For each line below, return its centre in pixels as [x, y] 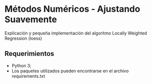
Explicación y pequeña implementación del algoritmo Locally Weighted [76, 33]
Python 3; [22, 65]
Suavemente [31, 19]
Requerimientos [29, 54]
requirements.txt [28, 76]
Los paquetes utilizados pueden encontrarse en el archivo [70, 71]
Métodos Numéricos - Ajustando [72, 9]
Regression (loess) [23, 38]
